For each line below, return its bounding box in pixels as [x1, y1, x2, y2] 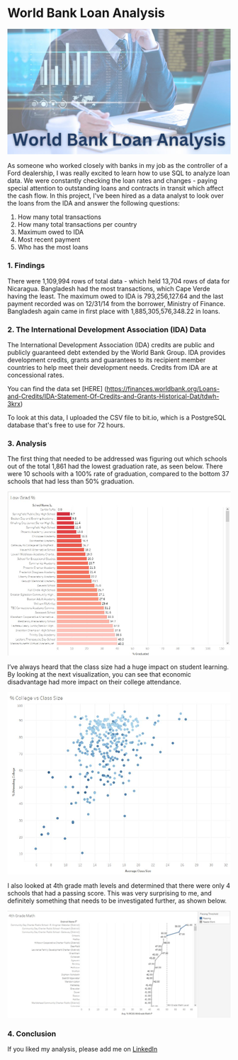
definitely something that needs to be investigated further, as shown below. [7, 896, 227, 905]
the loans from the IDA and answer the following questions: [7, 199, 180, 208]
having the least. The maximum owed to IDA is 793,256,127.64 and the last [7, 292, 224, 300]
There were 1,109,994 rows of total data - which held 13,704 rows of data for [7, 276, 230, 285]
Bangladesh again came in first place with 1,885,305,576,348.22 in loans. [7, 307, 221, 315]
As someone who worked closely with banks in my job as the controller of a [7, 162, 228, 170]
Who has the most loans [17, 243, 89, 252]
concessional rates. [7, 371, 65, 380]
